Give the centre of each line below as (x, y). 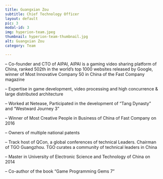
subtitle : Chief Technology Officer (42, 14)
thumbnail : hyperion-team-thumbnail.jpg (47, 37)
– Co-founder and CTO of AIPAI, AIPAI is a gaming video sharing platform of (81, 64)
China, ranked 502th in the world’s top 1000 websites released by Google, (79, 69)
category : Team (20, 46)
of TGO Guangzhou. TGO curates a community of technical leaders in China (81, 147)
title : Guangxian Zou (27, 9)
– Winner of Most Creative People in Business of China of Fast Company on (81, 118)
